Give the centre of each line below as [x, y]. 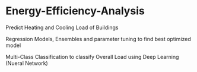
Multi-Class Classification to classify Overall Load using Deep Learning [92, 57]
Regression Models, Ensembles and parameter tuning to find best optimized [98, 39]
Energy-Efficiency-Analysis [75, 11]
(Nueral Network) [27, 63]
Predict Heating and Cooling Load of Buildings [62, 27]
